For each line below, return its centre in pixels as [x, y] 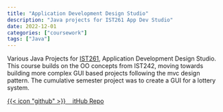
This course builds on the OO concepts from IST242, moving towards [105, 66]
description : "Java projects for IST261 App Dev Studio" [90, 20]
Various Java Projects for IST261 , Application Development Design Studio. [112, 58]
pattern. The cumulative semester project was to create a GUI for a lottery [111, 80]
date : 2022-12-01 [32, 26]
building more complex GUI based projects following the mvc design [104, 74]
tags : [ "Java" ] [29, 39]
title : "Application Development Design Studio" [78, 13]
